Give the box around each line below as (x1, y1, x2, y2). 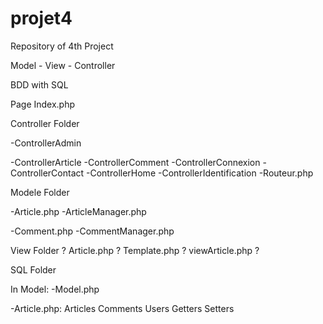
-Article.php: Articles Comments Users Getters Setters (10, 302, 235, 314)
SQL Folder (10, 263, 57, 276)
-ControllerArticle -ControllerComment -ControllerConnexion (10, 156, 261, 168)
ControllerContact (10, 167, 85, 179)
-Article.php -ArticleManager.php (10, 205, 147, 217)
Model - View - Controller (10, 59, 116, 71)
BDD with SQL (10, 78, 69, 91)
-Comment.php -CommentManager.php (10, 225, 175, 237)
